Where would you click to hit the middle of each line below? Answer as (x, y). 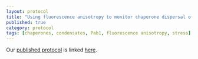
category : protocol (30, 28)
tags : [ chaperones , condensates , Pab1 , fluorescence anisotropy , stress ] (99, 33)
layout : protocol (27, 11)
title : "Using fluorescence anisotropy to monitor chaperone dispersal (96, 17)
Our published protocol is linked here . (52, 50)
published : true (26, 22)
